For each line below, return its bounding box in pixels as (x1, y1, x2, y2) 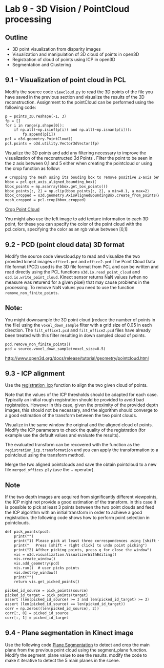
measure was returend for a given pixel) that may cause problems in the (5, 279, 150, 285)
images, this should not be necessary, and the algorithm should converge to (5, 407, 158, 413)
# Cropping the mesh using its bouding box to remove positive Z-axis (5, 175, 152, 180)
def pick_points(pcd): (5, 529, 51, 534)
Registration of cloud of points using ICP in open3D (12, 57, 116, 62)
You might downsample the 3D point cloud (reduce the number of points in (5, 316, 156, 323)
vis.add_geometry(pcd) (14, 561, 60, 566)
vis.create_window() (14, 557, 56, 562)
